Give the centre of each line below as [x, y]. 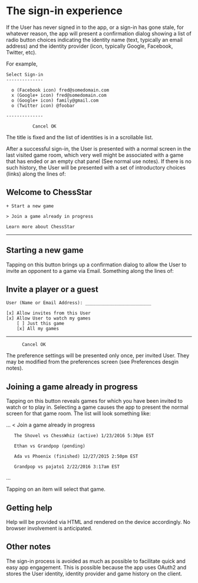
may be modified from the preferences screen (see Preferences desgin [92, 362]
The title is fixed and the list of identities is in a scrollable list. [80, 137]
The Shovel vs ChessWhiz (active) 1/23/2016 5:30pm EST [84, 436]
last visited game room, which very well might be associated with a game [95, 155]
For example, [22, 64]
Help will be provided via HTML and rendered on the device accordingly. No [98, 522]
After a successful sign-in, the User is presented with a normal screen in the [99, 148]
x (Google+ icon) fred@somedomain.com [59, 95]
